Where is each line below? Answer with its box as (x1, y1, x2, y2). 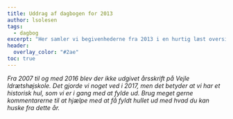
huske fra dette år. (7, 103, 60, 111)
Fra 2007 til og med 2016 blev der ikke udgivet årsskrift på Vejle (7, 74, 190, 82)
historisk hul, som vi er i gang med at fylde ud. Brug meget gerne (7, 89, 193, 97)
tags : (7, 23, 23, 30)
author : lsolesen (7, 17, 58, 24)
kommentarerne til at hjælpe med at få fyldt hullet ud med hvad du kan (7, 96, 210, 104)
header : (7, 42, 30, 49)
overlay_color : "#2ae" (13, 49, 79, 56)
